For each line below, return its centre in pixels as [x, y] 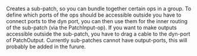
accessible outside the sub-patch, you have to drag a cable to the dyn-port [98, 34]
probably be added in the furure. [46, 46]
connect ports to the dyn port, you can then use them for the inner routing [97, 21]
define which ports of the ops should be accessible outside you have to [94, 15]
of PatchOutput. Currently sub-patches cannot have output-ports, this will [97, 40]
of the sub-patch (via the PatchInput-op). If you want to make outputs [92, 27]
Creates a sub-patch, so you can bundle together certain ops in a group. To [99, 9]
